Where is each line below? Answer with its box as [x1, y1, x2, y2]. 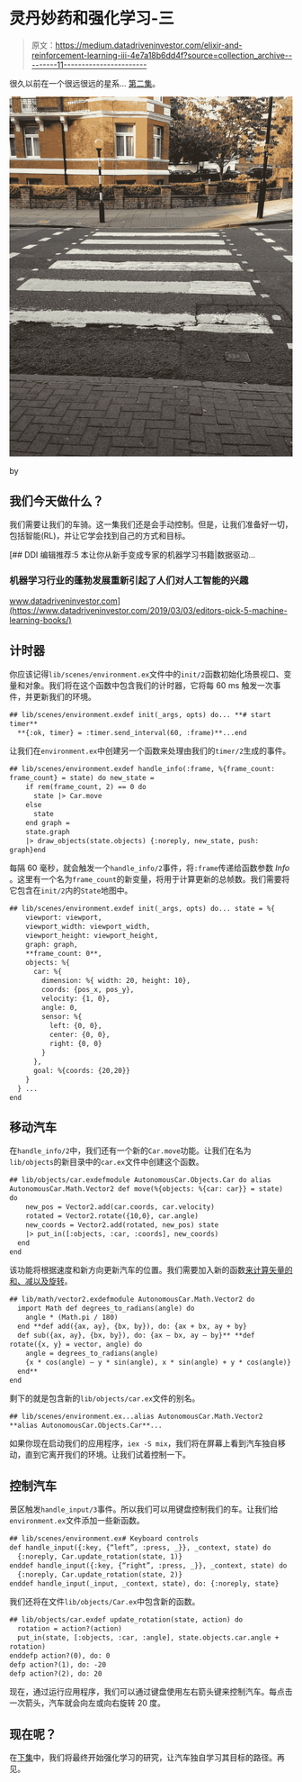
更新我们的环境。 [32, 691, 96, 702]
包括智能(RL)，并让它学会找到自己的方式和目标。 [9, 531, 191, 541]
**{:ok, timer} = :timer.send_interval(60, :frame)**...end [17, 728, 247, 737]
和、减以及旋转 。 [9, 1276, 73, 1286]
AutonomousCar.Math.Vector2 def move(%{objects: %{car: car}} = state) [9, 1185, 283, 1194]
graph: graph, [25, 940, 78, 949]
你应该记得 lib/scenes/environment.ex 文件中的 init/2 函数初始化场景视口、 [9, 668, 284, 679]
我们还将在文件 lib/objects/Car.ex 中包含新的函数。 [9, 1596, 200, 1607]
